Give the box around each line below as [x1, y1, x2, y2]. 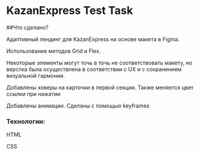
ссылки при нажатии [6, 90, 61, 97]
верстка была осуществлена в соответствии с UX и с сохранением [6, 65, 182, 73]
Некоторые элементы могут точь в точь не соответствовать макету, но [6, 59, 193, 66]
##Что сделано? [6, 24, 49, 31]
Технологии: [6, 117, 46, 125]
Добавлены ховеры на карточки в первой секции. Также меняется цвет [6, 83, 194, 91]
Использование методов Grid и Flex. [6, 47, 102, 55]
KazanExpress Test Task [6, 4, 133, 18]
